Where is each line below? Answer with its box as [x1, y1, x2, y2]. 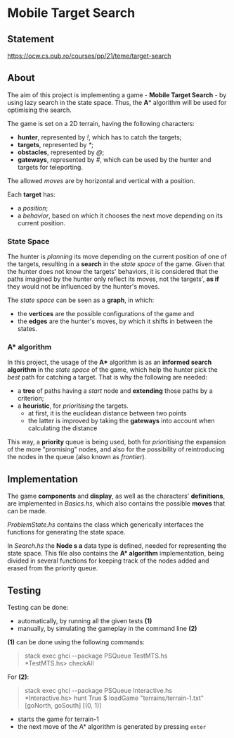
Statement [7, 33, 55, 45]
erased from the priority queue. [7, 564, 98, 573]
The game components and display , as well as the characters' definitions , [7, 492, 226, 501]
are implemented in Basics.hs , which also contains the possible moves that [7, 499, 226, 508]
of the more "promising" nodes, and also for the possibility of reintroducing [7, 445, 225, 454]
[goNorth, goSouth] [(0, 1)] [24, 701, 102, 710]
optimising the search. [7, 106, 72, 114]
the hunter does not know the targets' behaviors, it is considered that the [7, 268, 219, 276]
